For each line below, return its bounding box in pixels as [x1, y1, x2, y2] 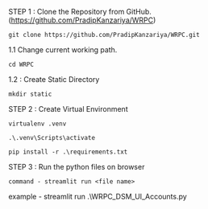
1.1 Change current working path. [8, 45, 118, 55]
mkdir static [8, 90, 52, 98]
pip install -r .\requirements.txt [8, 148, 128, 156]
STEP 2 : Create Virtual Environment [8, 104, 128, 113]
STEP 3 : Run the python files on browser [8, 162, 145, 171]
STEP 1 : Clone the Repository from [8, 7, 125, 16]
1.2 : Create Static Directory [8, 75, 100, 84]
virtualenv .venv [8, 120, 67, 128]
